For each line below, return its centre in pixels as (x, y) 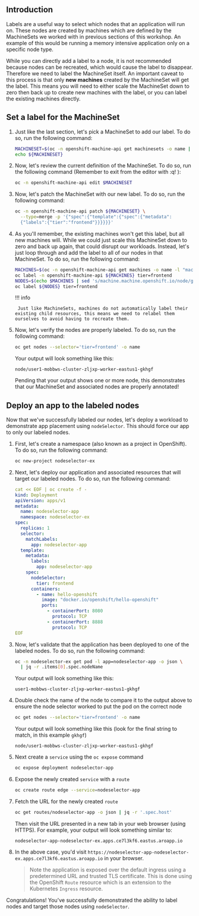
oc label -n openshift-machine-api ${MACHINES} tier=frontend (93, 275)
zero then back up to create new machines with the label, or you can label (97, 92)
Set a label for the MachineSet (63, 117)
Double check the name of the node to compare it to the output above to (103, 701)
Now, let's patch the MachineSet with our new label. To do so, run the (100, 194)
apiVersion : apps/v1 (40, 500)
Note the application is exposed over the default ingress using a (108, 870)
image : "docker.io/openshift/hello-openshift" (100, 600)
